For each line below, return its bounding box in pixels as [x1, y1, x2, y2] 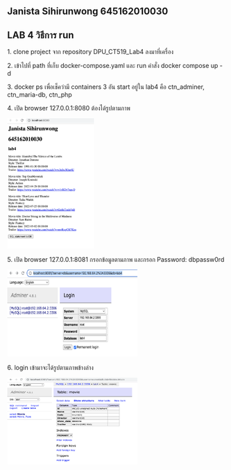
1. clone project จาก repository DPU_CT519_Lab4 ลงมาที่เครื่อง [7, 48, 174, 56]
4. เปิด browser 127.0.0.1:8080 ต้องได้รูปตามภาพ [7, 104, 130, 112]
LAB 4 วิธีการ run [7, 29, 74, 41]
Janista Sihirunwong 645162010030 [7, 6, 169, 17]
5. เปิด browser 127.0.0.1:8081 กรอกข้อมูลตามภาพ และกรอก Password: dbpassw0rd [7, 255, 225, 264]
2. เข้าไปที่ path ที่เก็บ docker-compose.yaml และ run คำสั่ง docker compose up [7, 62, 219, 70]
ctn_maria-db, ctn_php [7, 90, 73, 99]
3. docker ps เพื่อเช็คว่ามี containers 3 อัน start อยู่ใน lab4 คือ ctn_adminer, [7, 83, 205, 91]
